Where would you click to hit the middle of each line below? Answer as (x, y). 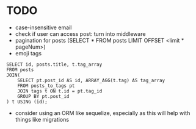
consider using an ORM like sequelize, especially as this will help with (103, 113)
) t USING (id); (27, 102)
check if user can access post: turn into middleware (80, 33)
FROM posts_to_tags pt (46, 86)
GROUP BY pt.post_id (43, 96)
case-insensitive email (43, 27)
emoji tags (28, 53)
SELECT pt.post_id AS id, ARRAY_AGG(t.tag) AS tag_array (91, 80)
